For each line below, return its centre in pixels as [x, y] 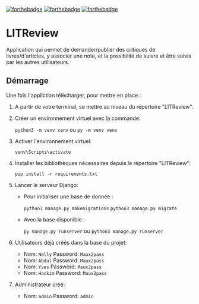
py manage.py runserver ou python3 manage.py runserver [93, 231]
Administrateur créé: [40, 284]
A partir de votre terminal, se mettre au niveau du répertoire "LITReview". [104, 106]
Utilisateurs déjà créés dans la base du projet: [71, 242]
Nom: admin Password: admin [59, 296]
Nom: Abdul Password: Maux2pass [64, 260]
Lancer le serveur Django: [46, 185]
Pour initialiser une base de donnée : [68, 197]
